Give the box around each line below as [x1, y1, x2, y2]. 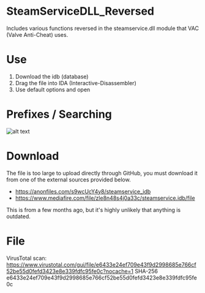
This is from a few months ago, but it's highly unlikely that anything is [6, 206, 181, 213]
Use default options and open [15, 86, 91, 93]
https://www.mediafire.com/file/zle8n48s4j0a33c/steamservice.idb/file [15, 194, 195, 202]
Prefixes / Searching [6, 107, 112, 121]
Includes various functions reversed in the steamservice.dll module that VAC [6, 25, 199, 32]
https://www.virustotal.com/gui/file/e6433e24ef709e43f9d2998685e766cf [6, 261, 197, 268]
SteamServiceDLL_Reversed [6, 4, 155, 18]
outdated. [6, 213, 31, 220]
